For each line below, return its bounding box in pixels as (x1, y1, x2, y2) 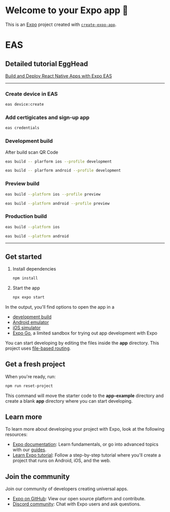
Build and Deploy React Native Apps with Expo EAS (5, 73, 112, 79)
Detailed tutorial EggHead (5, 59, 89, 68)
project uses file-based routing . (5, 345, 71, 351)
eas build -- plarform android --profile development (5, 168, 121, 173)
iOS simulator (12, 324, 41, 330)
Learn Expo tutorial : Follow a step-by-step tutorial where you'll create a (12, 452, 161, 458)
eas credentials (5, 126, 39, 131)
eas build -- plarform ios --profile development (5, 159, 112, 164)
